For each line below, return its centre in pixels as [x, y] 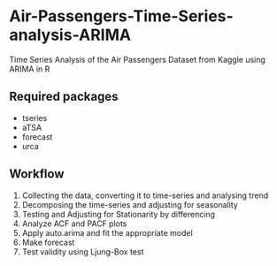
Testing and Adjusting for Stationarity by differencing [118, 214]
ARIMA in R [30, 69]
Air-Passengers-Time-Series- [122, 16]
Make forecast [48, 242]
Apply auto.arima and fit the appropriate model [107, 232]
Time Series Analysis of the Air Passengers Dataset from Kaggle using [137, 59]
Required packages [64, 97]
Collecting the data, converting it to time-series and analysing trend [145, 195]
